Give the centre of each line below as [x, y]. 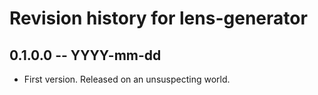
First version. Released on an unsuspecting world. [127, 79]
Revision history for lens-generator [158, 18]
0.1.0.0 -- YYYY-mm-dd [85, 55]
